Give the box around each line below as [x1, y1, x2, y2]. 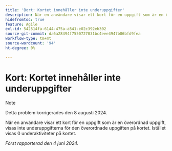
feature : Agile [5, 21, 38, 27]
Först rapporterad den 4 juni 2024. [5, 140, 79, 146]
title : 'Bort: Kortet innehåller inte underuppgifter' [5, 7, 125, 13]
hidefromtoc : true [5, 17, 45, 22]
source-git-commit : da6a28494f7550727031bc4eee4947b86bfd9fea [5, 31, 141, 36]
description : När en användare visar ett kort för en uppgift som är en [5, 12, 164, 17]
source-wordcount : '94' [5, 41, 56, 46]
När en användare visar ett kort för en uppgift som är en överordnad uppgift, [5, 119, 166, 125]
